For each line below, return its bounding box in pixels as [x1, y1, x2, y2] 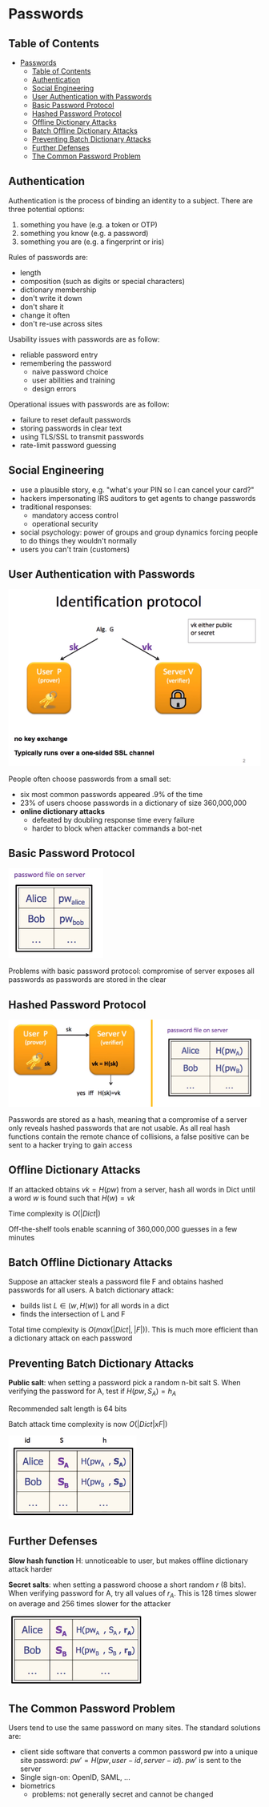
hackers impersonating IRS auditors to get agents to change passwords [19, 493, 256, 503]
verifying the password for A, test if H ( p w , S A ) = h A [8, 1386, 177, 1397]
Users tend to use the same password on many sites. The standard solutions [8, 1723, 261, 1733]
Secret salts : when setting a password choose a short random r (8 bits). [8, 1580, 247, 1589]
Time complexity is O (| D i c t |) [8, 1208, 102, 1218]
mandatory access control [31, 510, 118, 520]
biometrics [19, 1781, 56, 1791]
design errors [31, 383, 77, 393]
